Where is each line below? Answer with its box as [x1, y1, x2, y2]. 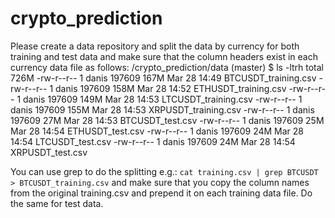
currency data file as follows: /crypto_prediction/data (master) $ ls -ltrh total [10, 61, 325, 73]
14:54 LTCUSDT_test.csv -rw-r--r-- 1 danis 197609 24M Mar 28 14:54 [10, 135, 296, 147]
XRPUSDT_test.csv [10, 146, 88, 158]
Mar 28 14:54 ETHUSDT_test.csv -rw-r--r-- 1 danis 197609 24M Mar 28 [10, 125, 304, 137]
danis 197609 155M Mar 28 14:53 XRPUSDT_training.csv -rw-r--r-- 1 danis [10, 103, 315, 116]
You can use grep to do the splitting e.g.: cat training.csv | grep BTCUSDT [10, 165, 319, 177]
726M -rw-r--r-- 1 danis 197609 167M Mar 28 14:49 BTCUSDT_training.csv [10, 72, 317, 84]
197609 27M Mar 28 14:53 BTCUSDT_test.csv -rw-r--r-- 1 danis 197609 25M [10, 114, 325, 126]
